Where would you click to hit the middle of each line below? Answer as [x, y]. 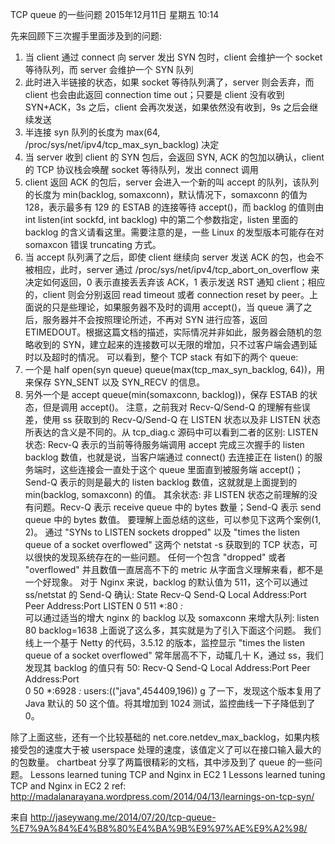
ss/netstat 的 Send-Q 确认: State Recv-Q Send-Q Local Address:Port [165, 594]
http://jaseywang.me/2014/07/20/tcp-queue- [123, 817]
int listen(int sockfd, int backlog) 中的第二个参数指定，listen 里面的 [161, 219]
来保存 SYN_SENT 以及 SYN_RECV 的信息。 [115, 382]
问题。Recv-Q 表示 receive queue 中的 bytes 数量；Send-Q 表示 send [177, 507]
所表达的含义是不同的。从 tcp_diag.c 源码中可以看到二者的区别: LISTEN [171, 432]
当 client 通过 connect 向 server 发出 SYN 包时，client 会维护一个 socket [173, 57]
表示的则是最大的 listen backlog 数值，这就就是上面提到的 [178, 482]
